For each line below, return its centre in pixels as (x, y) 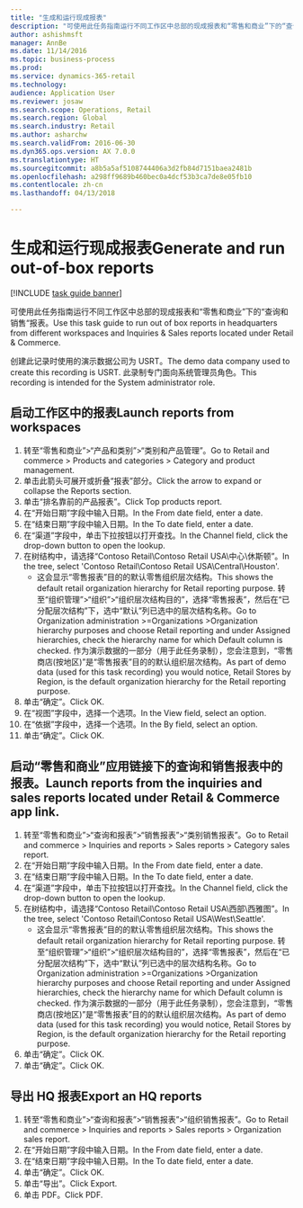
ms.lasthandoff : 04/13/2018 (63, 193)
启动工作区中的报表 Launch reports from (122, 413)
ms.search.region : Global (58, 118)
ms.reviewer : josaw (47, 101)
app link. (35, 812)
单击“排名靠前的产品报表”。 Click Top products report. (123, 501)
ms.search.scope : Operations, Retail (81, 110)
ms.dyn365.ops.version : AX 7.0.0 (73, 151)
